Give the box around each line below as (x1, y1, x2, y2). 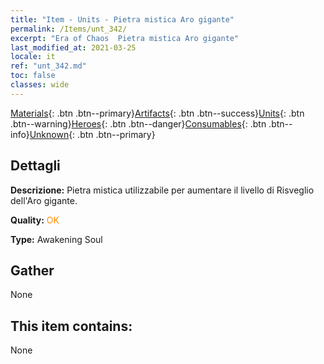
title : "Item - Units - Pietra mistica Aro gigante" (10, 14, 235, 25)
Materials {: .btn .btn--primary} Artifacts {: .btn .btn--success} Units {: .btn (10, 107, 305, 119)
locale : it (10, 52, 56, 62)
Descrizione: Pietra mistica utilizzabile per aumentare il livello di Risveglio (10, 184, 315, 196)
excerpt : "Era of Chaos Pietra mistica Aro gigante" (10, 33, 240, 43)
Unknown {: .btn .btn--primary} (29, 128, 156, 140)
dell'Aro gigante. (10, 194, 78, 206)
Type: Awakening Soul (10, 233, 103, 245)
